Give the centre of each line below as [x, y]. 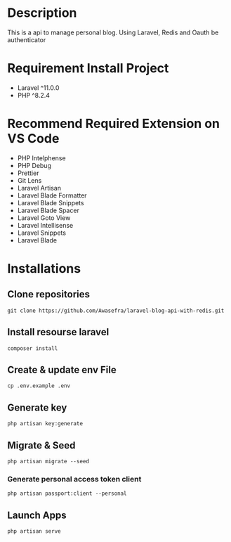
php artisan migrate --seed [48, 462]
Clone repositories [48, 294]
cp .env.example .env [39, 386]
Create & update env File [62, 370]
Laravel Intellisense [45, 225]
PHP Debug [34, 165]
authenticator [27, 39]
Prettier [28, 173]
